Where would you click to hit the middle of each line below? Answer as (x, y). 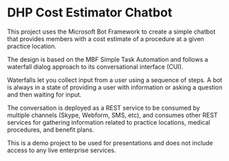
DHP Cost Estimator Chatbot (90, 13)
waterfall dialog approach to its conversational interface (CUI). (95, 66)
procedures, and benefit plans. (51, 129)
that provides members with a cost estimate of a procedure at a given (106, 38)
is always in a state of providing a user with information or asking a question (115, 87)
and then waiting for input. (44, 95)
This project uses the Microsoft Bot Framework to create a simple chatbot (111, 32)
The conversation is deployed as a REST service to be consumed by (104, 108)
